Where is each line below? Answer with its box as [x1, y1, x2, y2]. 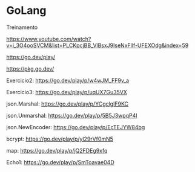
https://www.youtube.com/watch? [6, 35, 91, 42]
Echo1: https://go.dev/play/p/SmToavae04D [6, 158, 114, 166]
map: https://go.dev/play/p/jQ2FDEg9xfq [6, 147, 108, 154]
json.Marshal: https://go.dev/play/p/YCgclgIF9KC [6, 100, 129, 107]
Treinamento [6, 24, 38, 31]
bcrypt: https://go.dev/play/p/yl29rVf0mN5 [6, 135, 114, 142]
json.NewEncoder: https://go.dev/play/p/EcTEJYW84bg [6, 123, 145, 130]
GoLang [6, 4, 47, 18]
